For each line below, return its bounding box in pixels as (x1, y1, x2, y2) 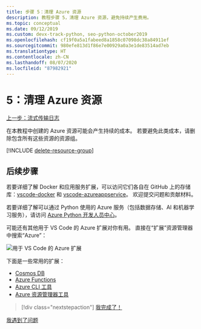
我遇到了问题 (6, 316, 38, 324)
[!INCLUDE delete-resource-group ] (6, 147, 94, 155)
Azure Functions (15, 276, 56, 284)
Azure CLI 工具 (15, 283, 53, 291)
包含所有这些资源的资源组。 (11, 135, 81, 142)
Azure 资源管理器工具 (15, 291, 69, 298)
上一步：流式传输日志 (6, 115, 59, 122)
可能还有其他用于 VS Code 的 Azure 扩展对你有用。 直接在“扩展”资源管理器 (6, 224, 193, 231)
